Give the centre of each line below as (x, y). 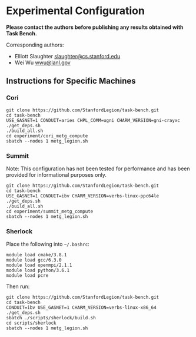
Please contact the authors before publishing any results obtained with (95, 27)
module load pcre (27, 276)
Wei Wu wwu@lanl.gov (42, 62)
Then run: (18, 286)
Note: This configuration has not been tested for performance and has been (98, 168)
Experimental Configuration (76, 11)
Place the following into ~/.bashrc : (48, 244)
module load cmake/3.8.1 (36, 255)
